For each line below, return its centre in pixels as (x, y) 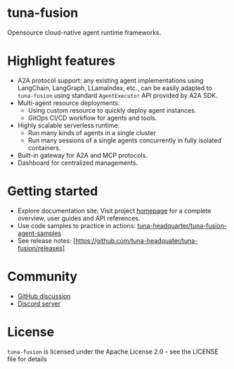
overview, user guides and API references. (79, 218)
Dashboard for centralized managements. (78, 163)
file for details (27, 359)
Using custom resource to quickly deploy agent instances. (112, 110)
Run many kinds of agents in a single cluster (92, 132)
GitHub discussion (44, 296)
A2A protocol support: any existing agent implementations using (110, 80)
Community (43, 277)
